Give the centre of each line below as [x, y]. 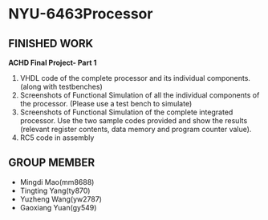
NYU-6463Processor [81, 14]
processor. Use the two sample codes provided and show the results [134, 120]
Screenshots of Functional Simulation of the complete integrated [126, 112]
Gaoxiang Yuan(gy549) [58, 207]
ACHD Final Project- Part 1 [53, 62]
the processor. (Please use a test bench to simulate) [106, 104]
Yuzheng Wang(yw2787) [61, 199]
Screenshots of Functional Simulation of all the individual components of [140, 95]
